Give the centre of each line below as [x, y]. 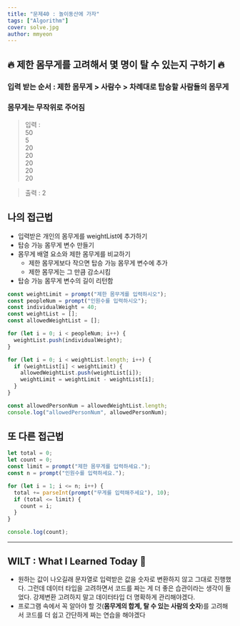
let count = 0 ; [30, 460]
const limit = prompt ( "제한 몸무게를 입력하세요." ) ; [79, 467]
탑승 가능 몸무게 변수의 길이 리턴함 [65, 281]
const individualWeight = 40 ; [52, 308]
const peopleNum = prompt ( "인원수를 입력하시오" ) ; [77, 301]
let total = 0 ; [30, 453]
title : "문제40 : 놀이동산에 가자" [54, 14]
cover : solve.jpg [33, 27]
